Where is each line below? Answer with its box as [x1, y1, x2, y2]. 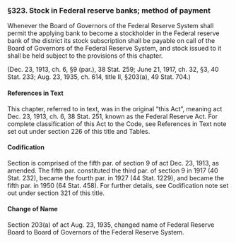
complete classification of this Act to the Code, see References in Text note [7, 119, 227, 128]
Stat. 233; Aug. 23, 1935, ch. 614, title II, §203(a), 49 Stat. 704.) [7, 73, 191, 81]
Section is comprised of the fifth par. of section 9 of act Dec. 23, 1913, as [7, 158, 219, 167]
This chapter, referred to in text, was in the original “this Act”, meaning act [7, 104, 223, 113]
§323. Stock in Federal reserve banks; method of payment [7, 6, 211, 15]
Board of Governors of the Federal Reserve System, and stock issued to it [7, 44, 222, 53]
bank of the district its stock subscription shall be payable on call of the [7, 37, 216, 45]
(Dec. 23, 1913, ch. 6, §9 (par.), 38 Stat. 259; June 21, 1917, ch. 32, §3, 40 [7, 66, 219, 74]
